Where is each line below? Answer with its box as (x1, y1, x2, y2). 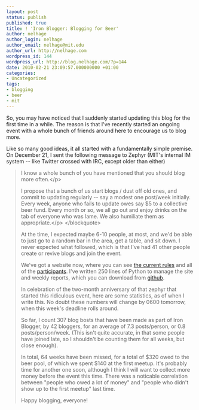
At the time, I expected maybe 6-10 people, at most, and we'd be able (20, 230, 192, 238)
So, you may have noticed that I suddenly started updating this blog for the (6, 114, 191, 122)
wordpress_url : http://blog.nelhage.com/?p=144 (6, 59, 127, 65)
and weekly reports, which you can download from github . (20, 274, 165, 281)
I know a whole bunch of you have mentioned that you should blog (20, 169, 185, 177)
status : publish (6, 14, 47, 20)
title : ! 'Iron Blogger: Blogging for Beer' (6, 25, 119, 32)
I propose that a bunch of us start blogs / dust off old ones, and (20, 187, 177, 195)
